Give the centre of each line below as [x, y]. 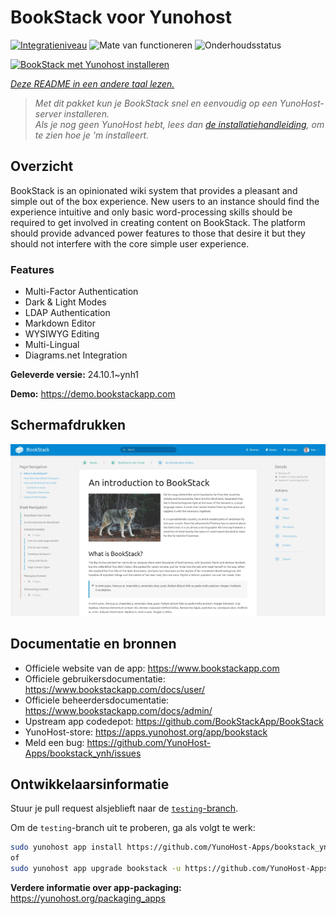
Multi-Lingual [52, 345]
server [48, 113]
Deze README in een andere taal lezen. [92, 83]
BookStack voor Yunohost [121, 17]
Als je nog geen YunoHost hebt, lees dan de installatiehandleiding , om [179, 124]
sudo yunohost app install [66, 847]
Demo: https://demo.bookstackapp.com [93, 394]
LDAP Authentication [67, 313]
